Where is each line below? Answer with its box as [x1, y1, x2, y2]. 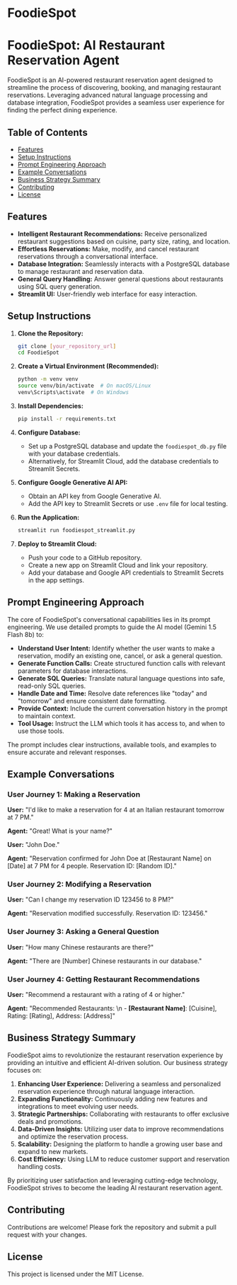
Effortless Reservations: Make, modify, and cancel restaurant [17, 244, 200, 253]
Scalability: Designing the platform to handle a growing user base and [17, 1139, 223, 1148]
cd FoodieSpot [17, 349, 59, 357]
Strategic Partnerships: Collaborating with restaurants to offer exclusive [17, 1110, 230, 1118]
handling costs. [17, 1162, 63, 1170]
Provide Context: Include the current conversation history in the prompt [17, 704, 228, 713]
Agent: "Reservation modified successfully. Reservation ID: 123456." [7, 909, 208, 918]
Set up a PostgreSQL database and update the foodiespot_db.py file [28, 442, 227, 450]
